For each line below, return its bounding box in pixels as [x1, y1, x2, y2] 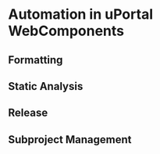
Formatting [8, 53, 63, 66]
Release [8, 106, 48, 120]
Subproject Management [8, 133, 132, 146]
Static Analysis [8, 80, 84, 93]
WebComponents [8, 22, 125, 40]
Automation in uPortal [8, 5, 154, 23]
